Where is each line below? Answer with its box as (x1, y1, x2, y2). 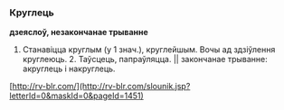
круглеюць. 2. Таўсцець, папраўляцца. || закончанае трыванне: (22, 54, 269, 65)
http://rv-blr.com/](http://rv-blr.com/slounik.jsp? (12, 81, 191, 92)
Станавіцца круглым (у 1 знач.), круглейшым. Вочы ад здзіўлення (22, 44, 276, 55)
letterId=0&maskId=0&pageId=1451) (9, 90, 145, 101)
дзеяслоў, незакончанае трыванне (9, 27, 149, 38)
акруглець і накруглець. (22, 63, 116, 74)
